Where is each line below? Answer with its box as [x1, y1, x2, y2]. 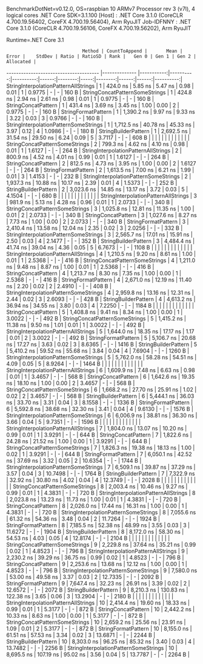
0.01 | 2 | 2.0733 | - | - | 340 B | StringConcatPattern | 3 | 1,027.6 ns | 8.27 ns [6, 212, 197, 218]
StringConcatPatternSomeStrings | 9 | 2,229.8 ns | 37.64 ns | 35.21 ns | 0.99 [6, 541, 196, 548]
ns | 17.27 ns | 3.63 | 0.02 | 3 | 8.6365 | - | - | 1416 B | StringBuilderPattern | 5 [6, 341, 198, 348]
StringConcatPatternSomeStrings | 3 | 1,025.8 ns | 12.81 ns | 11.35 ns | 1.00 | [6, 205, 195, 212]
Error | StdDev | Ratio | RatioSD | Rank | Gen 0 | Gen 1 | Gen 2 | [6, 54, 197, 60]
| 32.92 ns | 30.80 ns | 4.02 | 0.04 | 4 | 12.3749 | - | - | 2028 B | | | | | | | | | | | [6, 477, 196, 483]
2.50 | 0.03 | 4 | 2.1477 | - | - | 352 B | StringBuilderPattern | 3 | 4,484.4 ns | [6, 237, 195, 244]
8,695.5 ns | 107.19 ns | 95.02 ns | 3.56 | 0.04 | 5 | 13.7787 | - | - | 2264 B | [6, 651, 190, 658]
